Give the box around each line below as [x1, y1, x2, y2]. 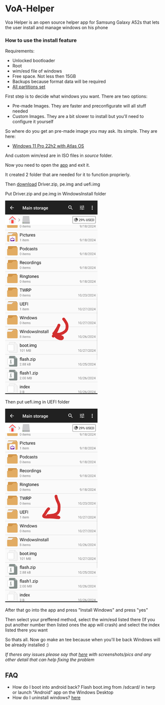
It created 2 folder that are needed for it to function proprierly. [5, 172, 131, 178]
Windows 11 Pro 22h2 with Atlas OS [12, 143, 85, 149]
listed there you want [5, 627, 48, 633]
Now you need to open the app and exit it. [5, 162, 90, 168]
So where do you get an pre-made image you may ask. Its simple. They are [5, 128, 158, 134]
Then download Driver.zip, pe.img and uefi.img [5, 181, 100, 187]
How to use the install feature [5, 37, 77, 43]
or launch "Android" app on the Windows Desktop [12, 689, 114, 695]
